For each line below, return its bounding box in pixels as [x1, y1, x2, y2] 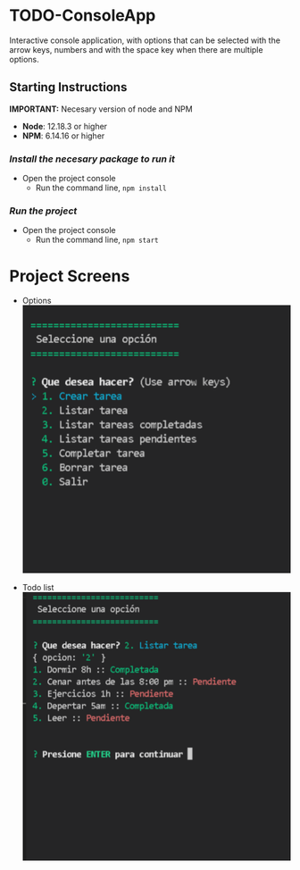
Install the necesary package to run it [9, 153, 176, 165]
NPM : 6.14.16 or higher [21, 130, 105, 141]
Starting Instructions [9, 79, 128, 95]
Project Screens [9, 265, 130, 286]
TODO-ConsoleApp [9, 5, 156, 26]
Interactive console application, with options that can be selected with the [9, 35, 281, 46]
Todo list [21, 582, 54, 593]
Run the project [9, 205, 78, 217]
